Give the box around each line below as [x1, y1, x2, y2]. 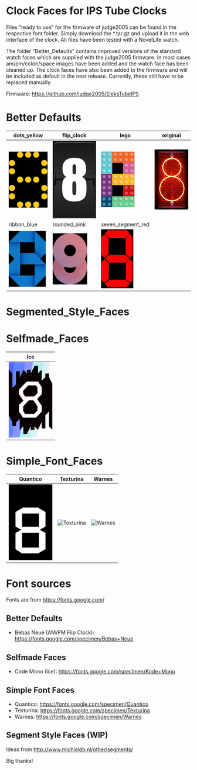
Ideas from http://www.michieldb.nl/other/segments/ [6, 746, 133, 753]
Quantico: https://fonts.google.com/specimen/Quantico [14, 701, 149, 708]
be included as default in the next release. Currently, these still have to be [6, 72, 184, 79]
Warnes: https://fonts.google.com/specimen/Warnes [14, 713, 142, 720]
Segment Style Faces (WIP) [6, 730, 108, 740]
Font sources [6, 577, 72, 590]
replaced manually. [6, 78, 52, 86]
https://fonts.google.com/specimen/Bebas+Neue [14, 635, 134, 642]
